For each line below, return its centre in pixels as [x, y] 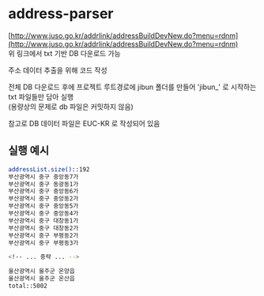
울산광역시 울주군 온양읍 [41, 272]
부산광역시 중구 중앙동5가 [43, 206]
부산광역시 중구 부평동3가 [43, 243]
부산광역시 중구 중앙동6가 [43, 191]
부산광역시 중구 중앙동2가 [43, 199]
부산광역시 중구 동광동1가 [43, 184]
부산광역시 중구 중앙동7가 [43, 177]
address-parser [61, 14]
